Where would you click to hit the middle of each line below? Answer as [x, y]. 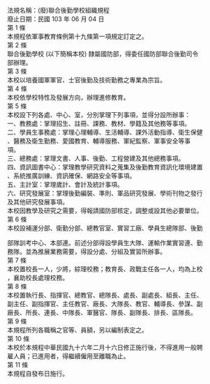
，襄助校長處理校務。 [38, 278]
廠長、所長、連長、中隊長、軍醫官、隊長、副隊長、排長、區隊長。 [102, 313]
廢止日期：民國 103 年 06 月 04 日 [56, 19]
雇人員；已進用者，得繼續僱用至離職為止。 [68, 356]
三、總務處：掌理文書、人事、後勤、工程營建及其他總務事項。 [96, 158]
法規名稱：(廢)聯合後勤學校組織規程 [59, 10]
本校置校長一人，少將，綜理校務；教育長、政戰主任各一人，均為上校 [105, 269]
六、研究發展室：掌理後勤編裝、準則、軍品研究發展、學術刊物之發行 [105, 193]
